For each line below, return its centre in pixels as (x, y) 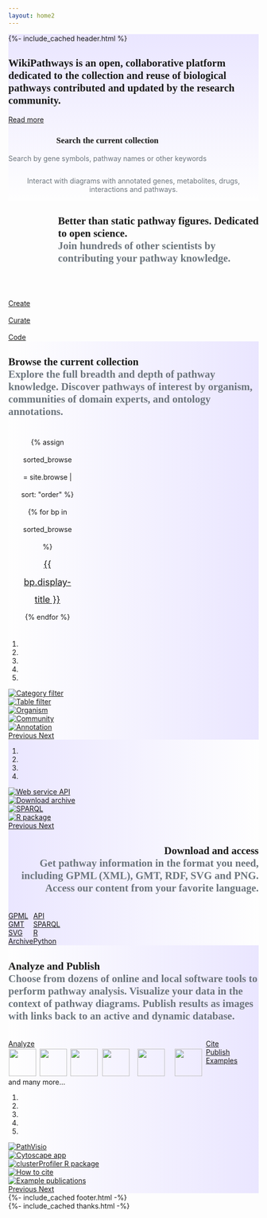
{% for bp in (47, 512)
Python (45, 942)
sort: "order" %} (47, 495)
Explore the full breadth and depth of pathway (112, 374)
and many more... (37, 1082)
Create (19, 303)
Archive (21, 942)
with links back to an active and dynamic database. (122, 1016)
